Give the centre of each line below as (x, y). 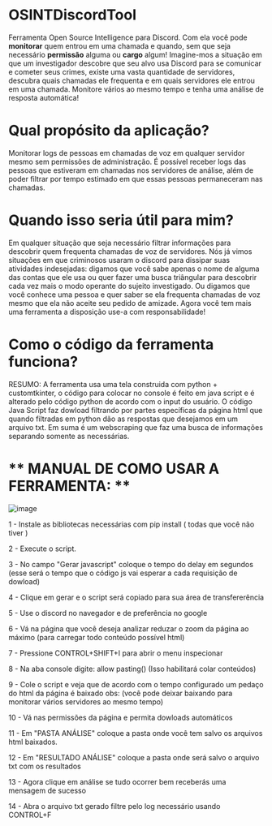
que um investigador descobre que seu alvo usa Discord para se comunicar (135, 63)
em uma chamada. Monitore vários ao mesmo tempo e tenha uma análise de (136, 89)
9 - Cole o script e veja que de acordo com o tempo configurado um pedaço (136, 684)
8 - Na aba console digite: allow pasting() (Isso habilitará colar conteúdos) (132, 669)
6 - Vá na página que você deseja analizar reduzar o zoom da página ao (129, 628)
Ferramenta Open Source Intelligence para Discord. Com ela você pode (128, 37)
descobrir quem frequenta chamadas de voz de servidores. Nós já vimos (130, 251)
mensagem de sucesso (47, 790)
